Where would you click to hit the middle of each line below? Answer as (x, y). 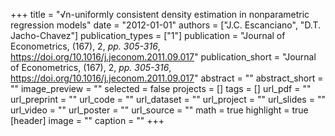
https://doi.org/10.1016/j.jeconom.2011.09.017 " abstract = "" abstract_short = (167, 78)
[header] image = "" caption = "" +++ (87, 120)
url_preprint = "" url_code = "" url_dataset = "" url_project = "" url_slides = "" (168, 99)
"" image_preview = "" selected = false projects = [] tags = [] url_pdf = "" (161, 88)
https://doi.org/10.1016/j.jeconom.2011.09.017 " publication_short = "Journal (163, 57)
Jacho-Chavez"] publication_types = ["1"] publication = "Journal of (148, 35)
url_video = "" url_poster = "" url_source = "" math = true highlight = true (159, 110)
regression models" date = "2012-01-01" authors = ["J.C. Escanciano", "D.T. (166, 25)
